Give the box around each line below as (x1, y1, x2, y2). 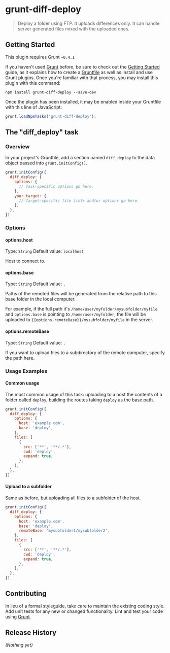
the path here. (5, 355, 35, 361)
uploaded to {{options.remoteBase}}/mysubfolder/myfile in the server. (5, 317, 153, 323)
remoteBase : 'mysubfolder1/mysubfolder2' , (18, 528, 110, 533)
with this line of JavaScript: (5, 104, 62, 110)
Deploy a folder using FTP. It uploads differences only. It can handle (17, 20, 160, 26)
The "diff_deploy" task (5, 128, 79, 136)
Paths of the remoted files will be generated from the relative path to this (5, 291, 157, 297)
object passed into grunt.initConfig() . (5, 160, 88, 166)
